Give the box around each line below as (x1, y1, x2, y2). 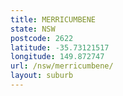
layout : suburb (10, 71, 74, 81)
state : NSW (10, 24, 56, 34)
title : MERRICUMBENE (10, 14, 97, 25)
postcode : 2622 (10, 33, 74, 43)
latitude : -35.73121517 (10, 42, 110, 53)
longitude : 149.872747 (10, 52, 105, 62)
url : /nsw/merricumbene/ (10, 61, 114, 71)
